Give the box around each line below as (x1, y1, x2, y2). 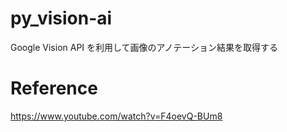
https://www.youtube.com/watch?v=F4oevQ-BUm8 (10, 110, 223, 122)
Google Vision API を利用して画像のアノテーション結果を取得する (10, 41, 279, 53)
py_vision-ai (10, 7, 113, 30)
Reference (10, 77, 98, 100)
